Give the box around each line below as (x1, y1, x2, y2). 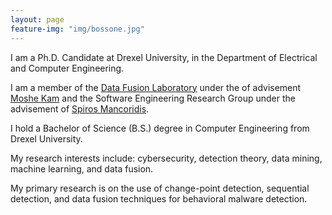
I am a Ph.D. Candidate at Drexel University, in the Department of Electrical (10, 51, 318, 63)
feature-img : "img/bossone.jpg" (10, 24, 145, 34)
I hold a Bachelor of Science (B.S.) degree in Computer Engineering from (10, 122, 310, 134)
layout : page (10, 14, 65, 25)
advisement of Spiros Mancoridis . (10, 102, 150, 115)
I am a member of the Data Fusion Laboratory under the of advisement (10, 81, 302, 93)
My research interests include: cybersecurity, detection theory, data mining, (10, 152, 323, 164)
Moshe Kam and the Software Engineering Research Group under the (10, 92, 297, 104)
